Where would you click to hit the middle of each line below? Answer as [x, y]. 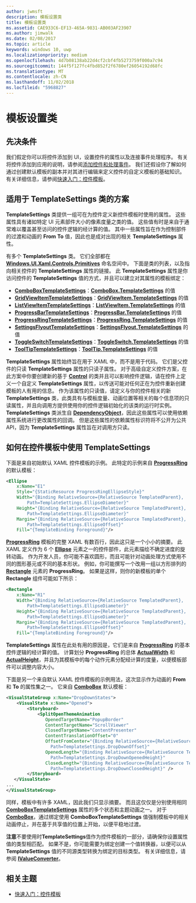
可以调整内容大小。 [34, 667]
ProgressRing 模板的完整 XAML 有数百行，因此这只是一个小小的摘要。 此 [94, 542]
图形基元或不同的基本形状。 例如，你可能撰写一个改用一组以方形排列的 [101, 564]
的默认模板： [21, 470]
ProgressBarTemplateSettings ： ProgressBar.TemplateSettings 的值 [98, 312]
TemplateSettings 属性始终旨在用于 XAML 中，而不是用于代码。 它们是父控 [97, 361]
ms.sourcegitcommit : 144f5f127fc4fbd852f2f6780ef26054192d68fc [85, 66]
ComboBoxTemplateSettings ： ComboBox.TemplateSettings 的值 [95, 290]
